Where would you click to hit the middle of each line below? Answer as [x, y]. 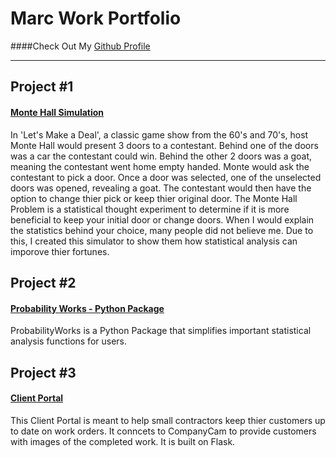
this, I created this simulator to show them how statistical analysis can [154, 241]
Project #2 [43, 282]
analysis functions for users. [69, 341]
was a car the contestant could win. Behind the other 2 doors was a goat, [161, 156]
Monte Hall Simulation [57, 112]
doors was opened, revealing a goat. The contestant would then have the [161, 188]
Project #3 [43, 372]
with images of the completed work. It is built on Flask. [123, 441]
